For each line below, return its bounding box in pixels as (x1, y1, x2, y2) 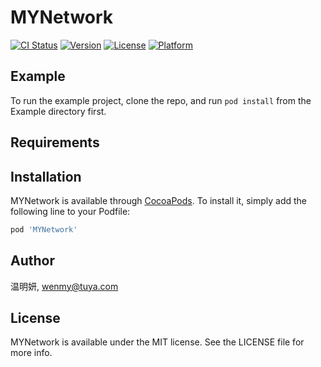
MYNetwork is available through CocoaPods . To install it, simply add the (10, 194, 308, 206)
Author (10, 252, 55, 270)
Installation (10, 168, 82, 185)
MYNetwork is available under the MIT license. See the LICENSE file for (10, 336, 305, 348)
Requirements (10, 134, 100, 151)
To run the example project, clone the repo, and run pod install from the (10, 94, 312, 106)
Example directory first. (10, 105, 107, 117)
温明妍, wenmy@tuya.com (10, 280, 119, 292)
